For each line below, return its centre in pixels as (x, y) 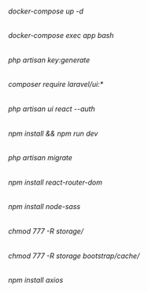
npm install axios (36, 280)
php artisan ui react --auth (52, 109)
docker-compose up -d (46, 11)
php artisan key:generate (49, 60)
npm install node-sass (44, 207)
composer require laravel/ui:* (56, 84)
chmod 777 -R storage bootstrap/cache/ (74, 256)
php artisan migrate (41, 158)
